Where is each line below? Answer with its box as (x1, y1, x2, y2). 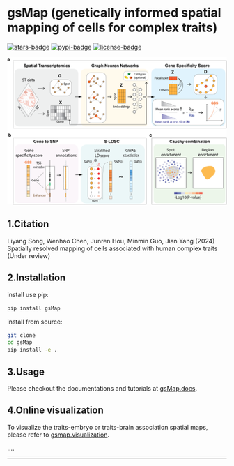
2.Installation (7, 272, 66, 284)
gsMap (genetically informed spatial (7, 5, 221, 21)
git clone (7, 331, 36, 339)
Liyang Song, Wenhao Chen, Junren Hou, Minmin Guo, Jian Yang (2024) (7, 236, 215, 245)
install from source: (7, 317, 63, 326)
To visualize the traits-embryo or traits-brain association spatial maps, (7, 423, 208, 431)
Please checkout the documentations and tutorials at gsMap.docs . (7, 384, 197, 392)
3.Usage (7, 366, 45, 377)
